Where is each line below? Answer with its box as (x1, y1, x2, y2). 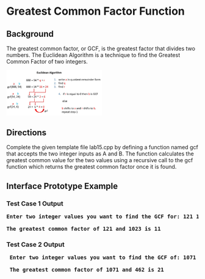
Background (6, 29, 54, 39)
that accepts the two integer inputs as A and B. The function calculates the (6, 150, 194, 157)
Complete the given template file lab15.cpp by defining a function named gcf (6, 144, 198, 151)
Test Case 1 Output (6, 199, 63, 207)
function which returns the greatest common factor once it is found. (6, 163, 177, 171)
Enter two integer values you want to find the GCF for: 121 (6, 213, 193, 220)
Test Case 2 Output (6, 240, 65, 249)
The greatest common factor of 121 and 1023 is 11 (6, 225, 161, 232)
